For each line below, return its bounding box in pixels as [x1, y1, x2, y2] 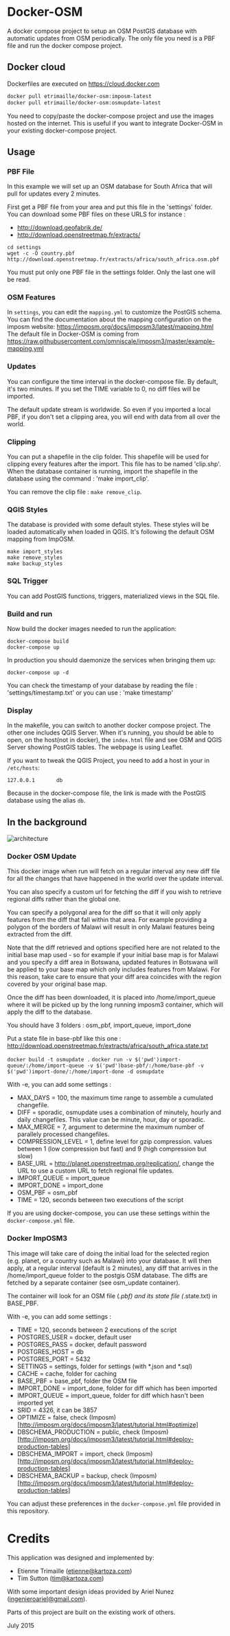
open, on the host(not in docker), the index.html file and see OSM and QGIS [7, 736, 222, 744]
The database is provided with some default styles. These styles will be [7, 520, 209, 529]
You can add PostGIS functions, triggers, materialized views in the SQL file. [7, 592, 220, 600]
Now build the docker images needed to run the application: [7, 624, 177, 632]
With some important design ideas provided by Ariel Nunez [7, 1587, 174, 1595]
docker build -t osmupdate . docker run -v [7, 1057, 133, 1063]
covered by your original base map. [7, 980, 108, 989]
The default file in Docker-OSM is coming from [7, 330, 139, 338]
